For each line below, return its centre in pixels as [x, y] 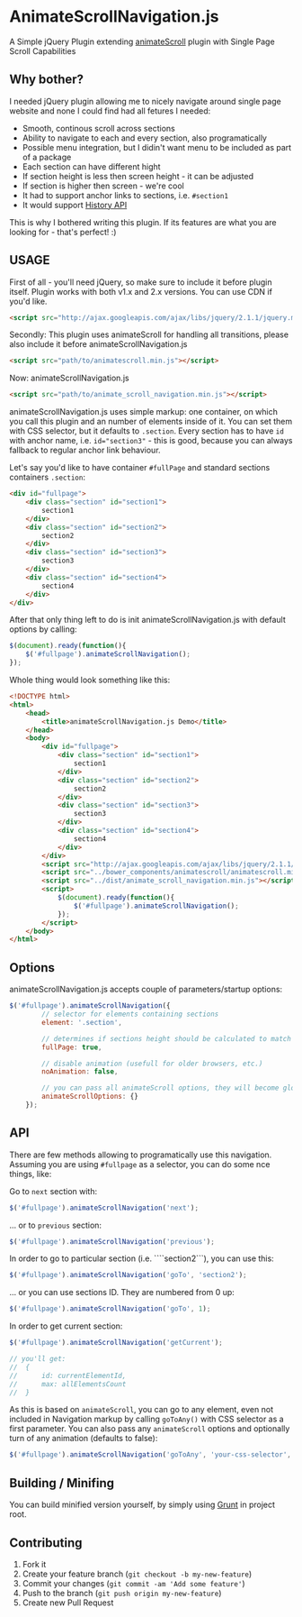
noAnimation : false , [80, 1072]
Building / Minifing [62, 1483]
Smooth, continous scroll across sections [98, 128]
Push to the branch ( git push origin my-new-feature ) [122, 1593]
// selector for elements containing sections [130, 1014]
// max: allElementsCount [68, 1384]
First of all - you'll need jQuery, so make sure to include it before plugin [141, 282]
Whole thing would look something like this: [90, 680]
